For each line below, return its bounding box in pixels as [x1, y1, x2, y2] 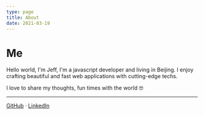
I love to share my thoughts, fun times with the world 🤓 [6, 84, 144, 91]
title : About [6, 15, 39, 21]
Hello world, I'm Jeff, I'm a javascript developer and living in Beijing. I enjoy [6, 66, 194, 73]
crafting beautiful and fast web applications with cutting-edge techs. [6, 73, 178, 80]
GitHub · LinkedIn [6, 102, 50, 110]
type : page [6, 8, 34, 15]
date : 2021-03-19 [6, 20, 50, 26]
